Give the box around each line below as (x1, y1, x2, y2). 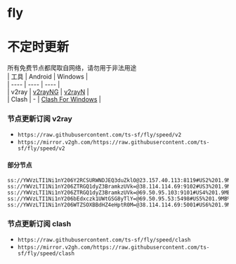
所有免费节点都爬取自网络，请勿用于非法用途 (7, 64, 137, 72)
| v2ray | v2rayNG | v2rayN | (7, 88, 89, 96)
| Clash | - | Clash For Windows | (7, 95, 102, 104)
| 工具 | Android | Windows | (7, 72, 88, 81)
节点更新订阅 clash (7, 218, 72, 228)
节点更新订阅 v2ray (7, 114, 72, 124)
